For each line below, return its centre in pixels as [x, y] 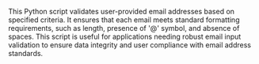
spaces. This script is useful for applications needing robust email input [125, 36]
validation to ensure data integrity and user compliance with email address [130, 45]
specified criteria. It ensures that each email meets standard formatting [124, 20]
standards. [26, 53]
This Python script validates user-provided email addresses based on [122, 11]
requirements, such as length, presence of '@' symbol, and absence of [124, 28]
